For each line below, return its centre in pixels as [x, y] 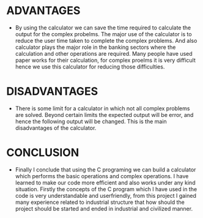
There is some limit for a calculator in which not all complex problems [102, 108]
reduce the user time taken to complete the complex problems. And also [106, 40]
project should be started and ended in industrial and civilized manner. [104, 208]
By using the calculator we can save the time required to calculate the [103, 28]
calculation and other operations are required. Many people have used [104, 53]
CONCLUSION [43, 153]
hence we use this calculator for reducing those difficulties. [90, 66]
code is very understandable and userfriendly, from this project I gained [106, 195]
